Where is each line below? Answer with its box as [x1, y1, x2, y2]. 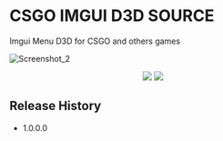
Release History [9, 98, 102, 114]
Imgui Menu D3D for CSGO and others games [9, 35, 180, 46]
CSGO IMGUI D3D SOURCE [9, 5, 215, 26]
